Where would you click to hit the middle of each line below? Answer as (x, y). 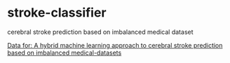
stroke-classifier (57, 13)
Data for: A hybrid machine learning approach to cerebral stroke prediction (115, 45)
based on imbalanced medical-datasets (65, 53)
